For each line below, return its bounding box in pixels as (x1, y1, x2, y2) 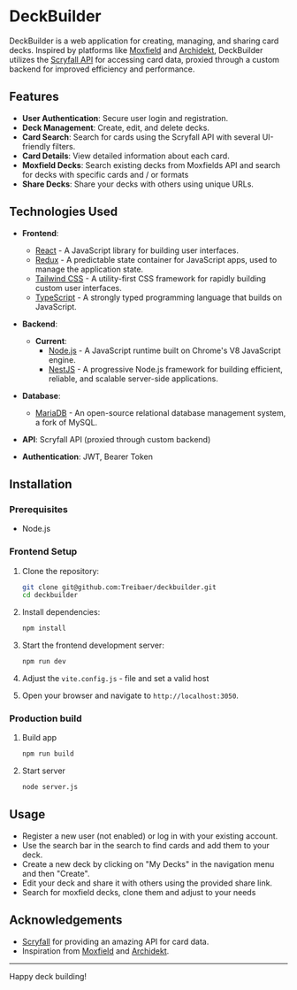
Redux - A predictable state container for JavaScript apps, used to (34, 254, 278, 265)
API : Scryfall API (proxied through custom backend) (21, 434, 211, 444)
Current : (34, 335, 68, 346)
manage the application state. (34, 264, 144, 274)
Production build (9, 712, 82, 725)
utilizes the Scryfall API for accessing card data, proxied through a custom (9, 54, 280, 65)
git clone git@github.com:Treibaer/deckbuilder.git (21, 582, 217, 592)
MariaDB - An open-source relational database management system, (34, 407, 286, 418)
